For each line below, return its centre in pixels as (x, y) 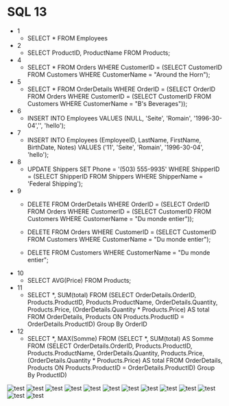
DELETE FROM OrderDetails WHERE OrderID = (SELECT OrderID (119, 204)
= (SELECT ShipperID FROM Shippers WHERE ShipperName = (115, 176)
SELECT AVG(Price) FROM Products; (79, 280)
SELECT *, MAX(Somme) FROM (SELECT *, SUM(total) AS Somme (120, 338)
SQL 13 (27, 12)
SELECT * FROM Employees (68, 38)
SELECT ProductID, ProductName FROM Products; (98, 53)
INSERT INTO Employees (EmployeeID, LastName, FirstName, (114, 140)
